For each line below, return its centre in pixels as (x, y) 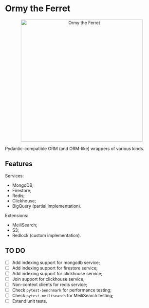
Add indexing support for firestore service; (55, 268)
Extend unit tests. (29, 301)
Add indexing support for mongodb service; (56, 263)
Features (19, 164)
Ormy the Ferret (38, 9)
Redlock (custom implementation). (47, 235)
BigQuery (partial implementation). (47, 206)
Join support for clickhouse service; (48, 279)
